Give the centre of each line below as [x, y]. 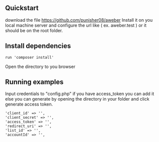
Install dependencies [38, 46]
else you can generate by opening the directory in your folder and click [77, 99]
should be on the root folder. [34, 30]
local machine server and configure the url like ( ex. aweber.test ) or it [76, 25]
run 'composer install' [30, 57]
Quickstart [22, 8]
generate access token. [29, 104]
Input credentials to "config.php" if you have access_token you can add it [80, 94]
